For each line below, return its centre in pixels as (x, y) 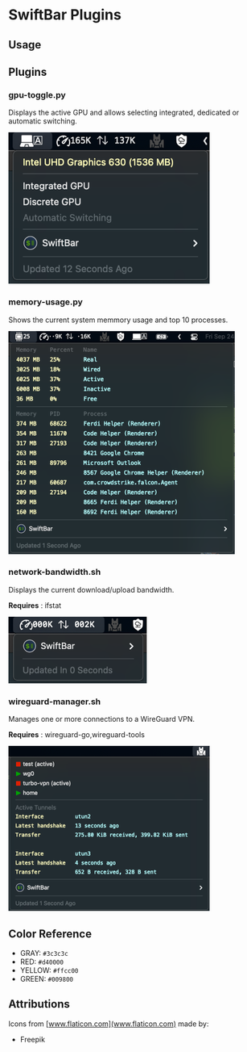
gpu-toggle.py (37, 94)
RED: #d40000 (42, 962)
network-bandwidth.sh (55, 572)
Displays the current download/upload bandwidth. (91, 589)
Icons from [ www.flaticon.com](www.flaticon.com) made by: (109, 1024)
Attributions (39, 1004)
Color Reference (50, 934)
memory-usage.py (45, 302)
